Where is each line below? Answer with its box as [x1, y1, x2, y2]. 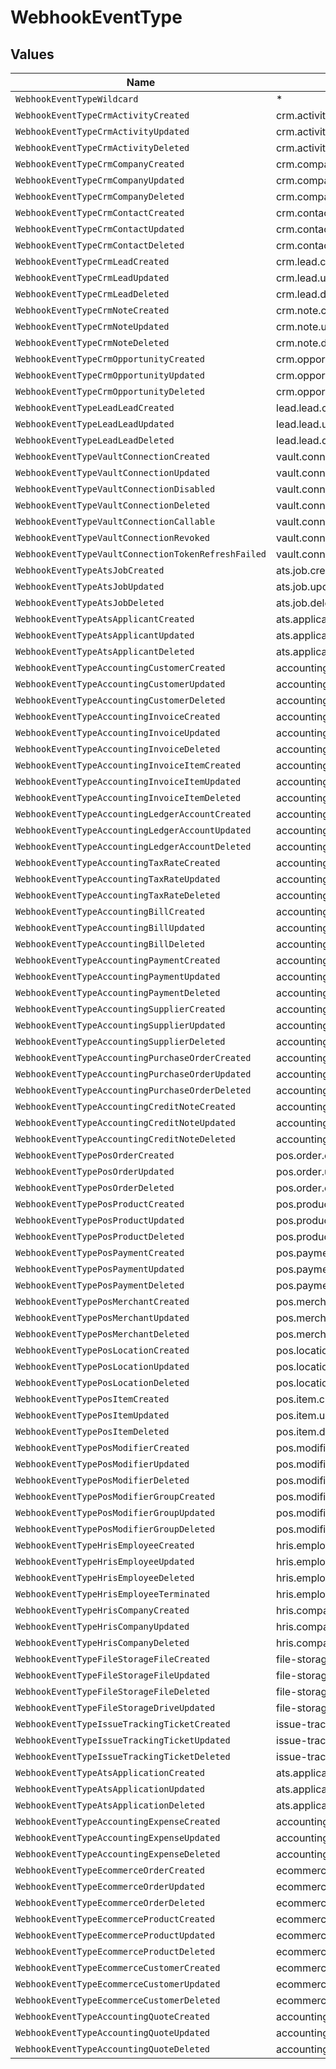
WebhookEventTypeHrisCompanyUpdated [15, 1621, 190, 1632]
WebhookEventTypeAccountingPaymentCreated [15, 955, 221, 966]
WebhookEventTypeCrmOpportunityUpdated [15, 370, 205, 381]
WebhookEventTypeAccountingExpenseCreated [15, 1816, 221, 1827]
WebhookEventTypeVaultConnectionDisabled [15, 484, 216, 495]
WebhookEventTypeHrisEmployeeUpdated [15, 1556, 195, 1567]
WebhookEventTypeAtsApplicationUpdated [15, 1784, 205, 1795]
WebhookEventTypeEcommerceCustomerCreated [15, 1962, 221, 1973]
